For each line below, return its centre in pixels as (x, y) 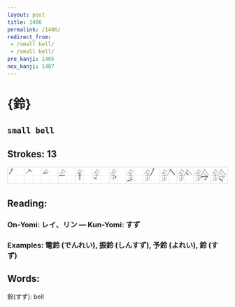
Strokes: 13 (32, 154)
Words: (23, 279)
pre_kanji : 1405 (31, 59)
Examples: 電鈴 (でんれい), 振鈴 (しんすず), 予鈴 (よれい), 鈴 (107, 245)
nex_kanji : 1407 (31, 66)
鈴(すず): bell (26, 297)
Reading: (27, 203)
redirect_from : (29, 37)
